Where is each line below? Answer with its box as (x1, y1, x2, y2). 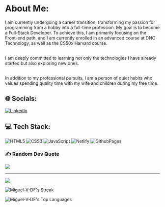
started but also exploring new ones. (5, 60, 80, 66)
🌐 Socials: (5, 95, 37, 103)
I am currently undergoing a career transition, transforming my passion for (5, 19, 156, 25)
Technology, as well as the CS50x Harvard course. (5, 40, 108, 46)
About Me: (5, 3, 49, 14)
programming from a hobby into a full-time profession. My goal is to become (5, 24, 160, 30)
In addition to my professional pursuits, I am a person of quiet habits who (5, 75, 153, 81)
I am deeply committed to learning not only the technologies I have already (5, 55, 156, 61)
